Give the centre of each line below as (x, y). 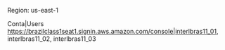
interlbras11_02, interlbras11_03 (52, 39)
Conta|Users (26, 24)
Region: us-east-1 (33, 10)
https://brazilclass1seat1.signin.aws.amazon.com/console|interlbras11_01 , (113, 31)
